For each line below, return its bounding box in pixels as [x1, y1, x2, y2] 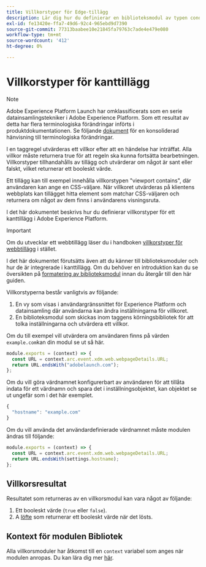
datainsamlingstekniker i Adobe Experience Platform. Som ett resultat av [6, 114, 189, 121]
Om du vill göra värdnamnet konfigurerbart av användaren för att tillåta [6, 378, 185, 386]
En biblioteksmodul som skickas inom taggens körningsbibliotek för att [15, 313, 194, 321]
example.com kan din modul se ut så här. [6, 338, 105, 346]
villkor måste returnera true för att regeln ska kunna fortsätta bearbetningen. [6, 152, 199, 159]
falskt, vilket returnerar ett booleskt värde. [6, 165, 113, 172]
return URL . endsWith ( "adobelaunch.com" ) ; [12, 362, 120, 368]
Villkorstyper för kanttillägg [6, 75, 150, 89]
